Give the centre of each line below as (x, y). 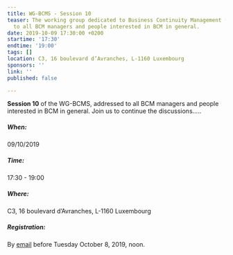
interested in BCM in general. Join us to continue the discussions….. (104, 111)
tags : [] (20, 53)
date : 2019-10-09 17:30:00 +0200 (55, 33)
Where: (18, 193)
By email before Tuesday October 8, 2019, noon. (76, 245)
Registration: (27, 227)
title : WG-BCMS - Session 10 (49, 14)
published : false (32, 78)
